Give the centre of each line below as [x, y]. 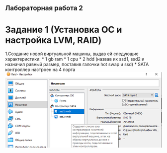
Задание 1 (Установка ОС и [64, 30]
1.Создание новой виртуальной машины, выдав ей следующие [72, 54]
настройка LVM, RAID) [53, 40]
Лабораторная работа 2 [44, 8]
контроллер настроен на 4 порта [40, 70]
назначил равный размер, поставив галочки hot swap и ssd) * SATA [77, 65]
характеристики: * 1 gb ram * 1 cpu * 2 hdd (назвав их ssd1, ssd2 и [75, 59]
